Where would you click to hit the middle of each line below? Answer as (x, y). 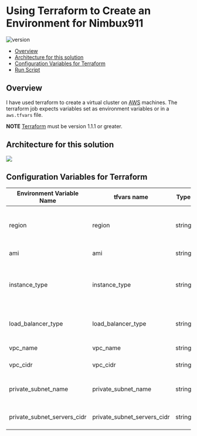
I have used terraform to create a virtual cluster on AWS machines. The (92, 102)
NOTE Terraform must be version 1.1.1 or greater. (64, 126)
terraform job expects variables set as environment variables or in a (88, 108)
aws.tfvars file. (24, 115)
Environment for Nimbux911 (75, 23)
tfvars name (131, 197)
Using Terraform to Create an (79, 11)
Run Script (27, 69)
